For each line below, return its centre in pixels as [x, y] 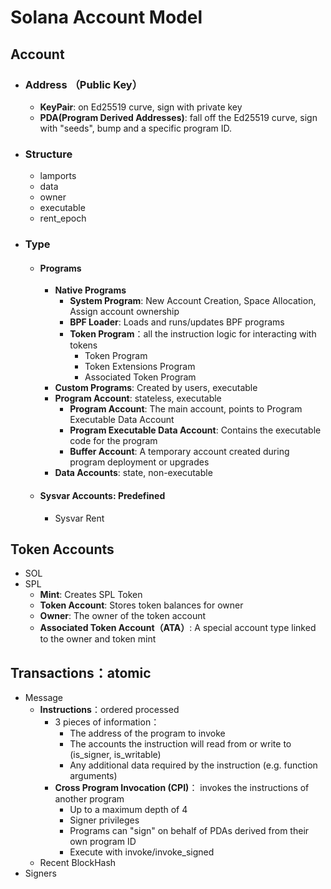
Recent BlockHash [78, 863]
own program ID [103, 842]
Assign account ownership [124, 312]
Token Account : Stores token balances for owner [141, 605]
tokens [83, 345]
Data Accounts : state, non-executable [133, 473]
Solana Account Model [106, 17]
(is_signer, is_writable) [115, 755]
